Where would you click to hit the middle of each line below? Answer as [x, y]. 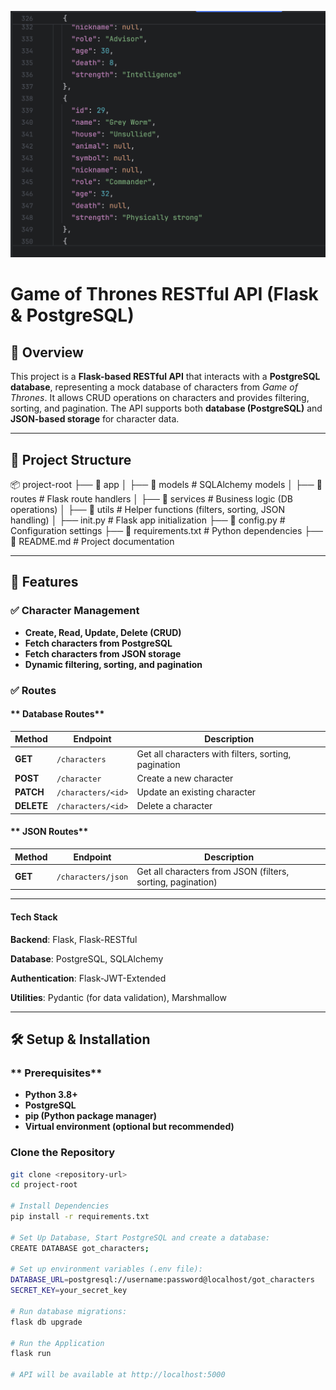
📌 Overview [47, 352]
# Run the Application [57, 1343]
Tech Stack [34, 917]
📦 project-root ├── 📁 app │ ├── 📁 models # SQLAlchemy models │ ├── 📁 [166, 485]
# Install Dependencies [60, 1206]
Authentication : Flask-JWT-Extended [88, 978]
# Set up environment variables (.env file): [106, 1269]
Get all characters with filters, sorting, [214, 753]
